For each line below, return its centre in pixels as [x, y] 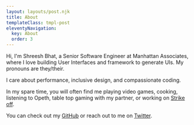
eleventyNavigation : [32, 28]
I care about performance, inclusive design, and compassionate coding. [94, 80]
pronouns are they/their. [35, 68]
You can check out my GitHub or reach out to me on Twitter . [79, 116]
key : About [25, 34]
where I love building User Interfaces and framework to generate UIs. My [95, 62]
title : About [22, 17]
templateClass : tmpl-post [38, 23]
